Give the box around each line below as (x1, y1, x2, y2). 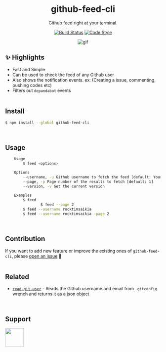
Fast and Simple (12, 66, 45, 72)
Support (5, 315, 31, 323)
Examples (14, 193, 32, 198)
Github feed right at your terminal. (48, 20, 118, 26)
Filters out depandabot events (12, 88, 71, 93)
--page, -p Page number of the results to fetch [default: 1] (23, 179, 154, 184)
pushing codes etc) (12, 82, 52, 88)
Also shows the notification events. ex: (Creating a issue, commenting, (12, 77, 156, 83)
